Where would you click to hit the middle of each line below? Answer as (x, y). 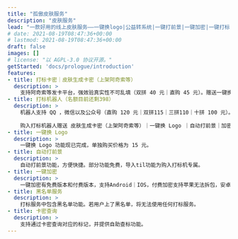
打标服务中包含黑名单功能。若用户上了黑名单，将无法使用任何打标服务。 (110, 205)
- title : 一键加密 (33, 171)
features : (22, 73)
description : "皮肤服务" (42, 21)
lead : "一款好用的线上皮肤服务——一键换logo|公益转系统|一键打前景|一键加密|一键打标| (120, 27)
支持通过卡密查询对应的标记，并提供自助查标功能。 (84, 224)
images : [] (23, 54)
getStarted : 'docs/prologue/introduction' (71, 66)
